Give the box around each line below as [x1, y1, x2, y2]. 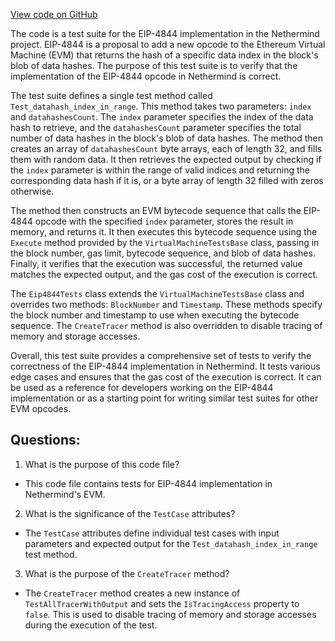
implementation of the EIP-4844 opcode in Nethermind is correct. [10, 70, 282, 82]
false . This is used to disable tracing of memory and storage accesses [24, 608, 317, 620]
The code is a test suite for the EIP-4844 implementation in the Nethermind [10, 28, 320, 39]
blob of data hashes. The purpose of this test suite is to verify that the [10, 60, 298, 71]
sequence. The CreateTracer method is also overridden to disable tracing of [10, 320, 323, 331]
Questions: [10, 432, 81, 449]
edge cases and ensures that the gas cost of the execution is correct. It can [10, 371, 322, 383]
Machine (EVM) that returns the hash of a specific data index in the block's [10, 49, 319, 61]
